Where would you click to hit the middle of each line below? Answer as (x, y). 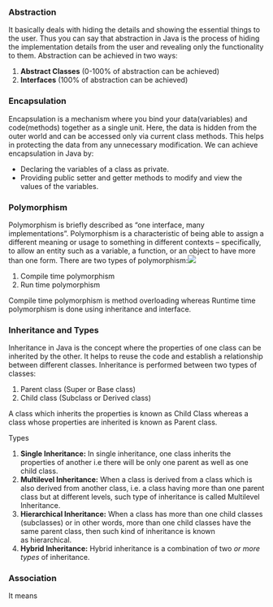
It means (23, 596)
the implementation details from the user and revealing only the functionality (136, 47)
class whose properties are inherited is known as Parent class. (113, 422)
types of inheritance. (55, 557)
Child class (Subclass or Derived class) (86, 398)
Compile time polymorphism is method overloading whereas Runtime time (132, 300)
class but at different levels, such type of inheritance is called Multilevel (140, 497)
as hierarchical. (46, 540)
